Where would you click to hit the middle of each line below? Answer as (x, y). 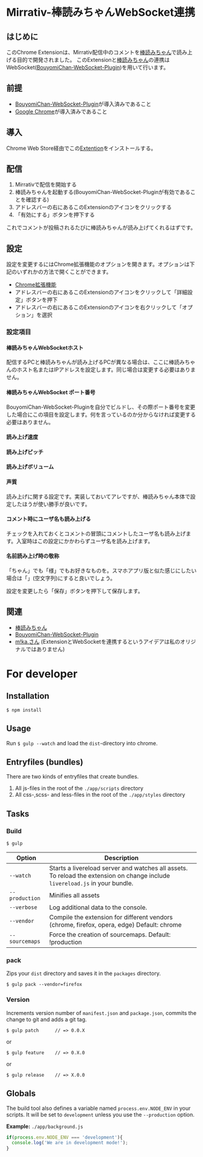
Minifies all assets (74, 895)
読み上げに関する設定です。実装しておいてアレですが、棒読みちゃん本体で (98, 496)
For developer (42, 674)
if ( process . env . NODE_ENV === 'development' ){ (64, 1137)
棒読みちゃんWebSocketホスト (45, 348)
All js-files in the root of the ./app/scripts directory (79, 788)
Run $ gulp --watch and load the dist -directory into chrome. (82, 743)
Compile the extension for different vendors (111, 918)
